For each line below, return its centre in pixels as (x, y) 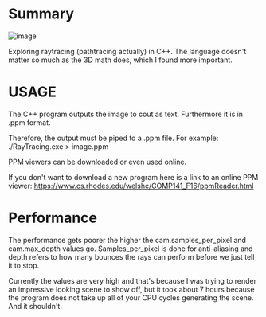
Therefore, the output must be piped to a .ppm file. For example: (113, 138)
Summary (41, 14)
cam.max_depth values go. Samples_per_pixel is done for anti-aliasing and (131, 249)
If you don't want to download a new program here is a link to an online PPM (133, 177)
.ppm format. (29, 122)
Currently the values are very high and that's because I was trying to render (133, 280)
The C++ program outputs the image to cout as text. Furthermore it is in (126, 114)
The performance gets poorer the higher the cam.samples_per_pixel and (127, 240)
